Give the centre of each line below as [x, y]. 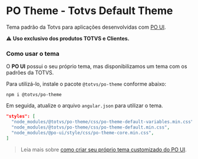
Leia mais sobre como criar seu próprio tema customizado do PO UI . [103, 149]
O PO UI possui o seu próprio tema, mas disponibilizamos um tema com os [97, 66]
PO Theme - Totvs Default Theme [90, 11]
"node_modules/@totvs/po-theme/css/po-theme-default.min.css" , [90, 127]
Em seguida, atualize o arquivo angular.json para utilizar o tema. [85, 106]
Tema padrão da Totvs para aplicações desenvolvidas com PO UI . [86, 27]
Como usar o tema [33, 53]
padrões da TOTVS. [30, 73]
